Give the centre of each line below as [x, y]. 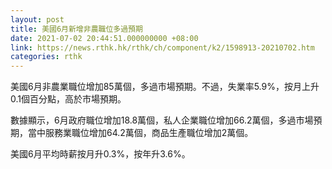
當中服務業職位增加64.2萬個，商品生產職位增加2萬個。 [140, 133]
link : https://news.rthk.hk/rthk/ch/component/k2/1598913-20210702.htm [162, 47]
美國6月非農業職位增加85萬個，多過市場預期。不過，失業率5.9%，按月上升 [165, 87]
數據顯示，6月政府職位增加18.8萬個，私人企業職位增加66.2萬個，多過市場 [162, 120]
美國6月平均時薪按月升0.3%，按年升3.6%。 [100, 154]
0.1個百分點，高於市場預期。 [68, 99]
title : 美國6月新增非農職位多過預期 [76, 29]
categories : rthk [46, 57]
